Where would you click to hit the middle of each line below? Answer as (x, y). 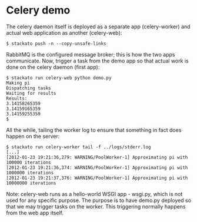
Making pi (18, 83)
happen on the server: (33, 136)
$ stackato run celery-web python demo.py (59, 78)
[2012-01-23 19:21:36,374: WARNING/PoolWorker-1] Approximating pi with (97, 168)
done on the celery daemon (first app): (53, 67)
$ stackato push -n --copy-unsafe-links (56, 44)
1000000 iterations (30, 173)
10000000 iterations (31, 183)
